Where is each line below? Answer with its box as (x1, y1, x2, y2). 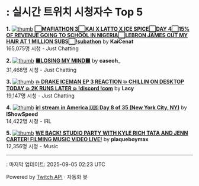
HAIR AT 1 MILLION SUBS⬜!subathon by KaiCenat (6, 38, 134, 45)
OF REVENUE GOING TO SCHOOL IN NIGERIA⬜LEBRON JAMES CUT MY (6, 31, 188, 38)
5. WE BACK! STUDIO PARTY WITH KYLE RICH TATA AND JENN (6, 129, 188, 136)
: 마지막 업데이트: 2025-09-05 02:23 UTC (6, 161, 105, 168)
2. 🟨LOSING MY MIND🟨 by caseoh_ (6, 57, 121, 64)
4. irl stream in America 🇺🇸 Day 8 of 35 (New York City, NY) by (6, 104, 188, 111)
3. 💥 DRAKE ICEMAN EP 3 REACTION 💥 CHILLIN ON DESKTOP (6, 78, 185, 85)
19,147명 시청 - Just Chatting (6, 92, 75, 99)
